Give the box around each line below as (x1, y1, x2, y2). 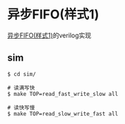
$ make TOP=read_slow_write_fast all (7, 110, 119, 117)
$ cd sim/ (7, 70, 37, 77)
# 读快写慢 (7, 104, 35, 111)
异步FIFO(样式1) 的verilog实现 (7, 31, 92, 39)
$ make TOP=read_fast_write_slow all (7, 90, 119, 97)
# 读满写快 (7, 84, 35, 92)
